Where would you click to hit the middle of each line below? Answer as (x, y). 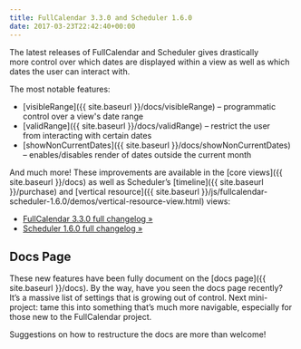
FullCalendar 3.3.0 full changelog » (87, 218)
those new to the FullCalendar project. (81, 317)
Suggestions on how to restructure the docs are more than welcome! (138, 334)
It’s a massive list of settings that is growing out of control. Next (128, 298)
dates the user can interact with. (70, 71)
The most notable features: (60, 89)
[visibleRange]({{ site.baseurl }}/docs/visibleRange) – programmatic (149, 106)
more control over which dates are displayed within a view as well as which (150, 62)
